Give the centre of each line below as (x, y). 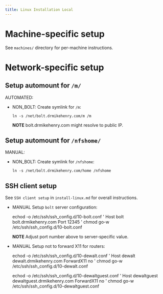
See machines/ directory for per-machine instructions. (59, 48)
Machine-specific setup (55, 34)
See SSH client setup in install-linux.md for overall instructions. (71, 198)
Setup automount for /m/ (43, 86)
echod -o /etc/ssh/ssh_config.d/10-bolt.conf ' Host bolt (68, 217)
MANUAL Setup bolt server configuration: (55, 207)
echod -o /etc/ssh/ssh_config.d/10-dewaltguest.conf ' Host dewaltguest (85, 276)
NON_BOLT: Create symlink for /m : (47, 107)
